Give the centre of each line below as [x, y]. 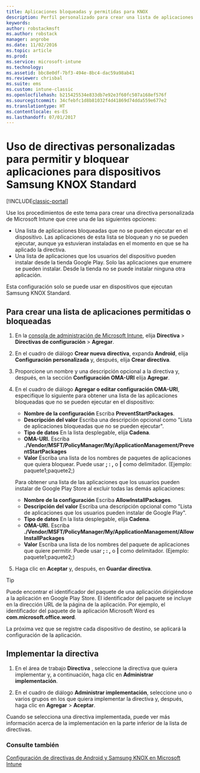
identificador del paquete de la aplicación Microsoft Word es [81, 611]
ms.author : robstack [32, 34]
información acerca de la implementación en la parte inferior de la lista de [97, 723]
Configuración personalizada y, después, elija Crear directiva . [93, 360]
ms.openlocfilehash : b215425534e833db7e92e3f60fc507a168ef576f [87, 95]
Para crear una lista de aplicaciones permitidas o [99, 312]
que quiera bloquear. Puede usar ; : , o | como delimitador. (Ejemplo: [108, 464]
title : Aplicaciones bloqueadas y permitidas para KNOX [77, 12]
